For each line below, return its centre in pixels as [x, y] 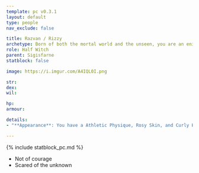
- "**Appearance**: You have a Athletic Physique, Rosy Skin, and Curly [98, 125]
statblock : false [28, 61]
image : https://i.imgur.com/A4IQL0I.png [57, 71]
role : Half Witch [28, 50]
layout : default [26, 17]
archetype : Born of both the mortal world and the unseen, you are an [95, 44]
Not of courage [33, 159]
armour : [16, 109]
